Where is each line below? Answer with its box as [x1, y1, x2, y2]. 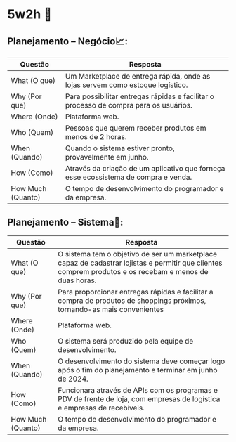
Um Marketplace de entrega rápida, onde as [65, 72, 211, 81]
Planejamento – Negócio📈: [7, 35, 129, 47]
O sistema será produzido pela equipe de [58, 336, 194, 346]
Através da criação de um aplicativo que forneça [65, 164, 225, 173]
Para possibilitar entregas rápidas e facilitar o [65, 91, 214, 101]
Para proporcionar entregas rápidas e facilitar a [58, 287, 214, 297]
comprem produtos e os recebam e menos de [58, 266, 209, 276]
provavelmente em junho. [65, 152, 149, 162]
